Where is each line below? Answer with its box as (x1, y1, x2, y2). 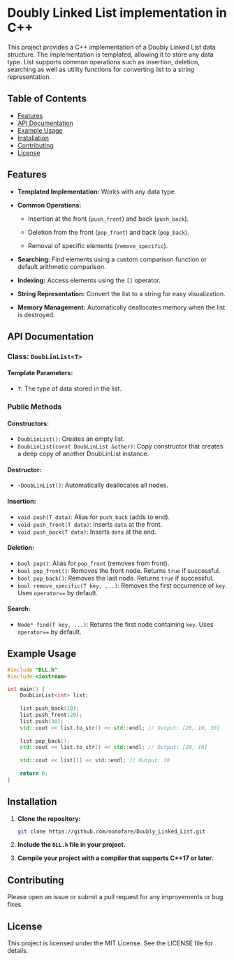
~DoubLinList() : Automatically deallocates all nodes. (17, 481, 169, 490)
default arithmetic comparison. (17, 262, 106, 270)
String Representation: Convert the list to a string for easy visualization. (17, 289, 226, 298)
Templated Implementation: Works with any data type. (17, 187, 177, 196)
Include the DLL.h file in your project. (17, 841, 126, 849)
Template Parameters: (7, 369, 73, 377)
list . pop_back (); (20, 737, 71, 745)
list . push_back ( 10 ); (20, 705, 80, 712)
